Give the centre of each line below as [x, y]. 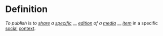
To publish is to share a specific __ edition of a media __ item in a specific [82, 23]
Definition [27, 9]
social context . [21, 28]
